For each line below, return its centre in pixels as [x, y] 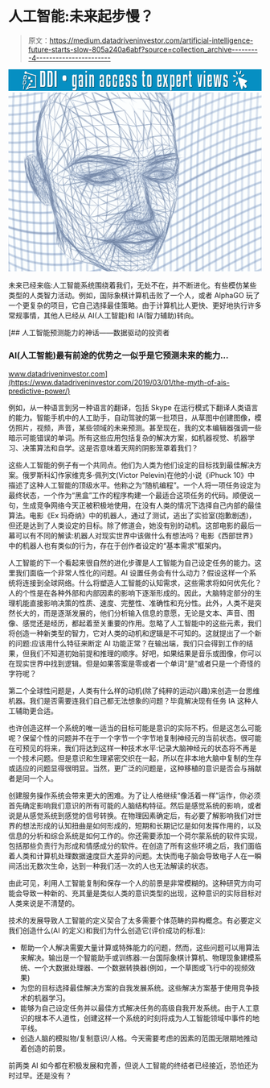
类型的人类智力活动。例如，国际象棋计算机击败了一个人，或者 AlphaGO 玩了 [134, 296]
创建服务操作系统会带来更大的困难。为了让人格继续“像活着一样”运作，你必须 [135, 795]
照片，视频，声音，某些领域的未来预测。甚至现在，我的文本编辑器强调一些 [138, 427]
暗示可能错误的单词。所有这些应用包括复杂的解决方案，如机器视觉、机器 [128, 438]
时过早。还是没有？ [40, 1075]
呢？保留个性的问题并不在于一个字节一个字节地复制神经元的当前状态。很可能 [135, 737]
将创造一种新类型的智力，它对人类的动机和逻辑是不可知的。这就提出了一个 [131, 633]
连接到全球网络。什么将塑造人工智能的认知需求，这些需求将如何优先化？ [142, 583]
